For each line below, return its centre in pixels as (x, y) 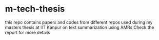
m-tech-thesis (35, 9)
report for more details (28, 32)
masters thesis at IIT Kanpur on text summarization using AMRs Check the (80, 27)
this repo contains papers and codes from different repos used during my (79, 22)
